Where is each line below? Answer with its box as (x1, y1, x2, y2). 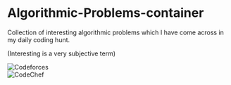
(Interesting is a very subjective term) (7, 49, 116, 58)
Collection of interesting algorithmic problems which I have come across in (7, 28, 224, 37)
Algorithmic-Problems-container (7, 5, 204, 21)
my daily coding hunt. (7, 35, 70, 44)
